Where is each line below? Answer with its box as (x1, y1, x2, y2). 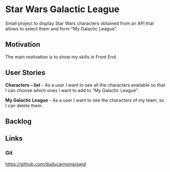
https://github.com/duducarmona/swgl (5, 161, 86, 167)
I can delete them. (5, 102, 43, 108)
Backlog (5, 117, 32, 125)
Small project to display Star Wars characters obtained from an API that (5, 20, 154, 26)
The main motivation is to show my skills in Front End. (5, 54, 118, 60)
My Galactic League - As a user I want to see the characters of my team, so (5, 97, 164, 103)
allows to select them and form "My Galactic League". (5, 25, 118, 31)
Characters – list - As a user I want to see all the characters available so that (5, 82, 165, 88)
